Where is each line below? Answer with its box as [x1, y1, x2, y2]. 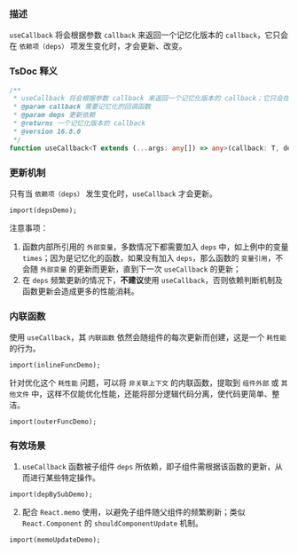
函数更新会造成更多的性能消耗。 [21, 286, 139, 296]
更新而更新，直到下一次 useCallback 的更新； [76, 264, 241, 274]
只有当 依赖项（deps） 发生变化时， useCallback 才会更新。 [9, 188, 217, 199]
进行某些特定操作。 [29, 472, 100, 483]
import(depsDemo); [9, 206, 77, 215]
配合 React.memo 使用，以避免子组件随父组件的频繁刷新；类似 [21, 507, 246, 517]
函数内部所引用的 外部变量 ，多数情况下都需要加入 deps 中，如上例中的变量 [21, 241, 289, 252]
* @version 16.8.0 [12, 127, 82, 136]
